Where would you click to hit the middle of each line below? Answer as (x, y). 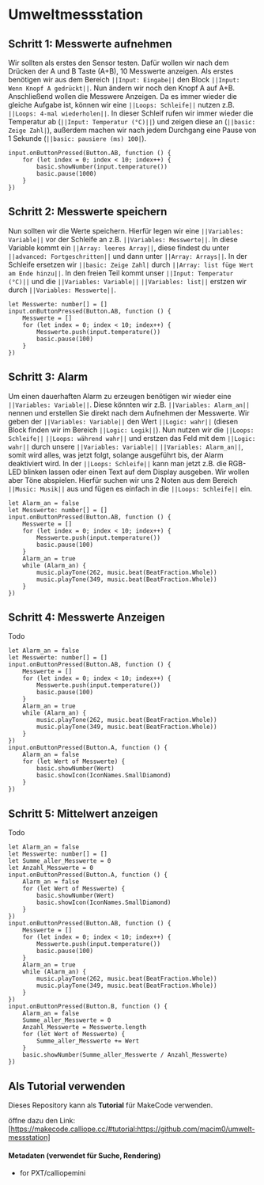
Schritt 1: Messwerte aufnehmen (90, 44)
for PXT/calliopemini (53, 1173)
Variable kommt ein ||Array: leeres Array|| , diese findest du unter (119, 248)
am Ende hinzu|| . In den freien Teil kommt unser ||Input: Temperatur (121, 273)
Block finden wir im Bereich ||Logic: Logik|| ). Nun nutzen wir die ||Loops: (131, 430)
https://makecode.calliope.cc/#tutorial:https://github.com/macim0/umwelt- (133, 1129)
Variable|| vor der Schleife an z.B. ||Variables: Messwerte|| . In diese (123, 239)
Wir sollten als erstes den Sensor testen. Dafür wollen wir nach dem (119, 63)
